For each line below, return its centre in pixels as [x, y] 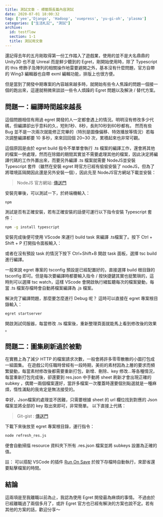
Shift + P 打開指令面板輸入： [33, 243]
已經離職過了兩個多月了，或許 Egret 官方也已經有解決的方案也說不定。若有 [80, 503]
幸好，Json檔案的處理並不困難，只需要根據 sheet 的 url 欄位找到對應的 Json [81, 400]
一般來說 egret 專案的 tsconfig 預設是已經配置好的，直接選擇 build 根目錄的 [80, 270]
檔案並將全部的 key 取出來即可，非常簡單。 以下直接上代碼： [65, 406]
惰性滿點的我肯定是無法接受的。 [45, 389]
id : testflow [23, 32]
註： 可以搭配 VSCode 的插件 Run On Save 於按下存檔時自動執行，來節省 [78, 462]
